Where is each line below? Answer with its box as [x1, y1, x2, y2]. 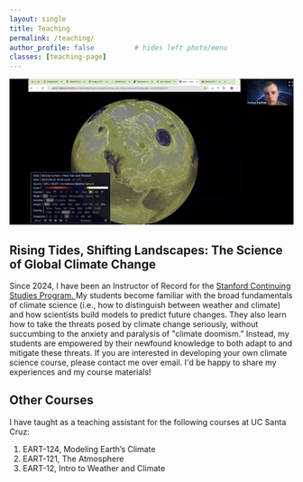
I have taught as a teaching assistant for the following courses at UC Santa [9, 416, 287, 427]
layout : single [9, 14, 67, 23]
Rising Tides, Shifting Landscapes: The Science [9, 242, 283, 258]
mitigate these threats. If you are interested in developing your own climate [9, 348, 288, 359]
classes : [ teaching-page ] [9, 52, 106, 62]
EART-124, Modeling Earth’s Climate [22, 443, 156, 454]
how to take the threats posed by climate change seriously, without [9, 319, 259, 330]
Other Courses [9, 393, 95, 408]
